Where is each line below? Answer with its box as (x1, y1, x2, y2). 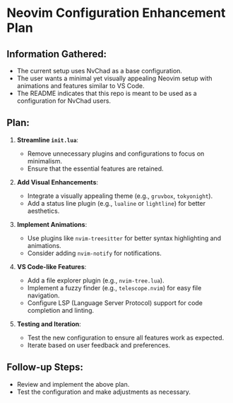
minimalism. (27, 156, 63, 165)
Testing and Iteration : (16, 319, 82, 328)
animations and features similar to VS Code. (16, 82, 145, 89)
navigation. (27, 291, 60, 299)
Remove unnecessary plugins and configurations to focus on (27, 149, 205, 158)
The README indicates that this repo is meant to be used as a (16, 89, 197, 97)
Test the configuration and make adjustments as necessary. (16, 387, 191, 396)
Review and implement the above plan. (16, 380, 130, 388)
